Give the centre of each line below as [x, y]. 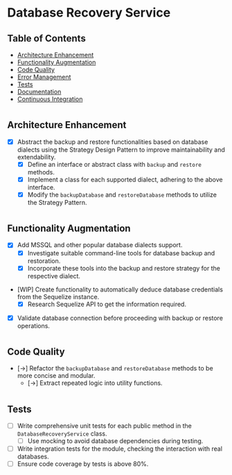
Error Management [44, 77]
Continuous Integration [50, 99]
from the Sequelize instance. [58, 296]
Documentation [39, 92]
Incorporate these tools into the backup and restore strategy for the [124, 268]
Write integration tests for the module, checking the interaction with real [120, 449]
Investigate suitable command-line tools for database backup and [121, 253]
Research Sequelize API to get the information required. [107, 304]
